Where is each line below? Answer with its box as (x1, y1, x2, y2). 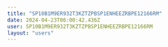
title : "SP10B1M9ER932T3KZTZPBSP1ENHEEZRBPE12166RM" (7, 10, 162, 17)
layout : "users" (7, 29, 54, 37)
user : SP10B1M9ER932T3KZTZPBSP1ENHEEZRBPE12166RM (7, 23, 153, 30)
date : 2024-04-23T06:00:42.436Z (7, 17, 100, 23)
